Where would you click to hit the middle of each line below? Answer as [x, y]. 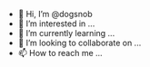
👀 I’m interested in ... [56, 24]
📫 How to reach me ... [60, 53]
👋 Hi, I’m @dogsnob [55, 14]
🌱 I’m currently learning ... [66, 33]
